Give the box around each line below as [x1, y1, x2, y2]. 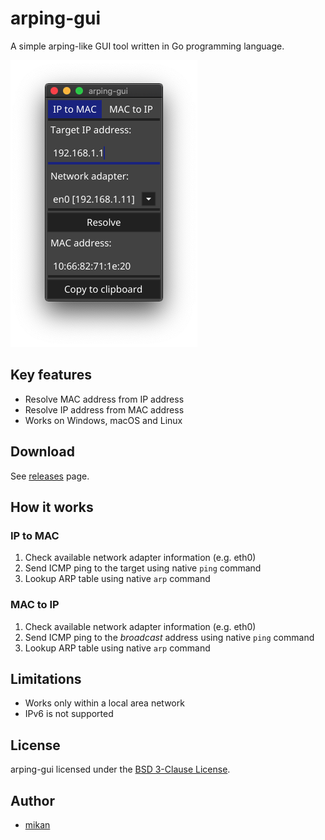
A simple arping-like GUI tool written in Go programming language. [10, 40, 285, 52]
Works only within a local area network [24, 697, 185, 709]
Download [10, 443, 75, 461]
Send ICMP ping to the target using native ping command [24, 562, 262, 574]
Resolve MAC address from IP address [24, 393, 185, 405]
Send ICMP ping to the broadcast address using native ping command [24, 631, 315, 643]
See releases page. [10, 470, 90, 482]
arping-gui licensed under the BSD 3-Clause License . [10, 763, 231, 776]
